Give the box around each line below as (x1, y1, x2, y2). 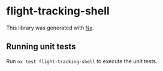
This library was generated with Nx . (6, 24, 94, 31)
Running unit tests (6, 42, 76, 52)
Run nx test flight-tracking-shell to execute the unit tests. (6, 57, 158, 64)
